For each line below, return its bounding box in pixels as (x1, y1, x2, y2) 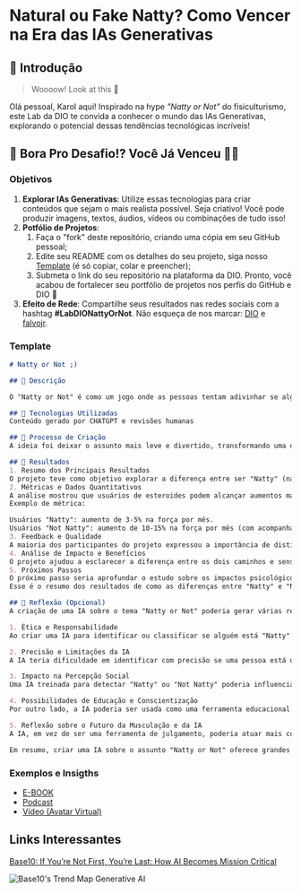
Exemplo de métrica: (9, 499, 87, 508)
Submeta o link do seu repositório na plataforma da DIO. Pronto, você (35, 270, 292, 281)
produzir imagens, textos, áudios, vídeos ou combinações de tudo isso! (21, 212, 287, 223)
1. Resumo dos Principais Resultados (9, 465, 150, 475)
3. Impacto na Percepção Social (9, 672, 130, 681)
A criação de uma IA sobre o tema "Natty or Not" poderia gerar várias (9, 607, 282, 616)
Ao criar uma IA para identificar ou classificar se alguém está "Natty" (9, 631, 291, 640)
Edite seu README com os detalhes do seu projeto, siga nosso (35, 250, 269, 261)
